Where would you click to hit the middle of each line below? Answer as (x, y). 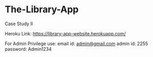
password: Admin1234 (28, 49)
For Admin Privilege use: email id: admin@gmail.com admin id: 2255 (76, 43)
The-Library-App (42, 9)
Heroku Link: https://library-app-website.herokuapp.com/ (65, 33)
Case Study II (19, 24)
